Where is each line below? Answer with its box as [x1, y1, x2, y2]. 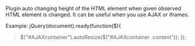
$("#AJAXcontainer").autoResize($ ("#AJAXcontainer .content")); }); [20, 34, 187, 40]
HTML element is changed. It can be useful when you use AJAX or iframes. [5, 11, 190, 18]
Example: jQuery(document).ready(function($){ [5, 23, 122, 29]
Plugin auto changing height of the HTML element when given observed [5, 5, 181, 12]
